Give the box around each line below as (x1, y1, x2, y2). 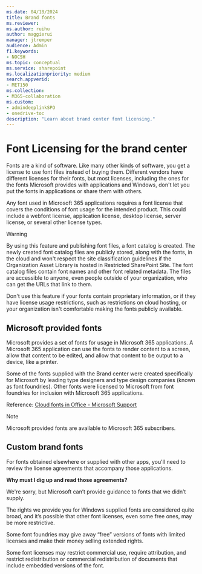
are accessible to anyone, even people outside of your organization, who (6, 274, 187, 282)
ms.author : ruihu (6, 25, 50, 32)
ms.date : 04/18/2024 (6, 8, 59, 15)
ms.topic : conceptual (6, 59, 61, 65)
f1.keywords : (6, 48, 39, 54)
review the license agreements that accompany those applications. (6, 464, 174, 472)
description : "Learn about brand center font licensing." (6, 116, 155, 122)
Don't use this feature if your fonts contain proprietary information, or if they (6, 292, 196, 300)
